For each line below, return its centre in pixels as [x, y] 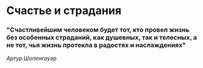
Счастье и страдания [64, 11]
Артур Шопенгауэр [32, 58]
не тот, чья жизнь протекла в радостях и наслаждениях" [96, 45]
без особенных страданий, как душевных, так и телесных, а [102, 37]
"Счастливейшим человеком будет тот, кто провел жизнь [98, 30]
